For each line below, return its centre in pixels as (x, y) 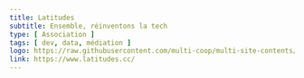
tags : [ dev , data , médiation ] (70, 43)
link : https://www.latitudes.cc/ (72, 59)
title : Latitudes (42, 17)
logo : (19, 51)
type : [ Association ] (52, 34)
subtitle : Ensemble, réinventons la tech (89, 26)
